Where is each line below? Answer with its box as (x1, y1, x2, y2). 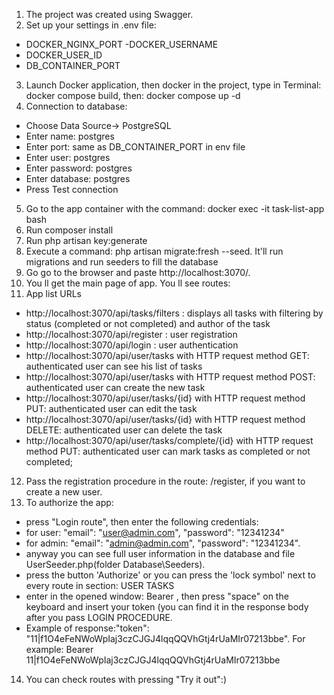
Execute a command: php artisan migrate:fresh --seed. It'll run (25, 245, 284, 257)
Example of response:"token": (25, 622, 150, 634)
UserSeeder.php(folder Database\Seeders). (25, 559, 206, 570)
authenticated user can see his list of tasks (25, 360, 203, 372)
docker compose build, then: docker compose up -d (25, 90, 241, 101)
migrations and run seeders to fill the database (25, 256, 219, 268)
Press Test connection (25, 184, 119, 195)
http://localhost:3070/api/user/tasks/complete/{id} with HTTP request (25, 435, 314, 446)
